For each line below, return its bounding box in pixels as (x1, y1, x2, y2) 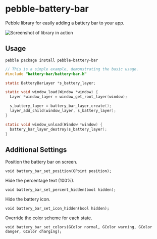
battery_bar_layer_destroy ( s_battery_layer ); (10, 127, 108, 132)
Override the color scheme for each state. (5, 215, 92, 221)
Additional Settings (5, 145, 67, 154)
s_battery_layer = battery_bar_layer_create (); (10, 103, 112, 109)
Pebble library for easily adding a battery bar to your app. (5, 20, 125, 26)
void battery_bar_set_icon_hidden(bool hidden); (5, 206, 110, 211)
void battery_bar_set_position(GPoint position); (5, 169, 112, 174)
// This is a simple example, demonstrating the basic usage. (5, 66, 139, 71)
